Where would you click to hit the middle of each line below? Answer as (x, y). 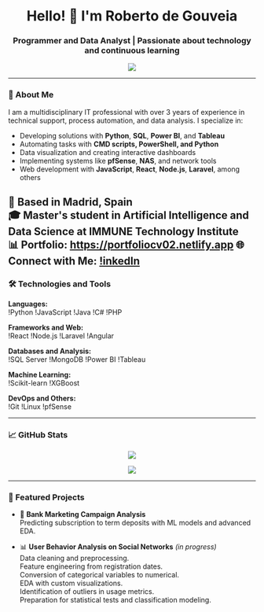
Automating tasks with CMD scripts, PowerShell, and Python (119, 144)
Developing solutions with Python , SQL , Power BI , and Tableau (122, 135)
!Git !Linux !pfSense (40, 407)
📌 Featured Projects (46, 497)
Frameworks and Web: (46, 328)
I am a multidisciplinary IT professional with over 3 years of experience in (126, 112)
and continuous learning (132, 50)
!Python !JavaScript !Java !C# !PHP (65, 312)
